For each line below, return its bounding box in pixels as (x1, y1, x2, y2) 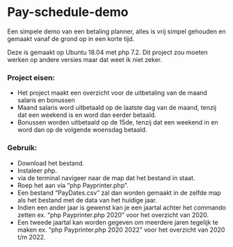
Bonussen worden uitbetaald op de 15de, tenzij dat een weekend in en (17, 118, 218, 127)
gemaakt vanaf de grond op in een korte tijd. (7, 34, 135, 42)
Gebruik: (7, 143, 38, 153)
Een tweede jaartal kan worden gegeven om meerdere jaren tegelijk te (17, 218, 219, 226)
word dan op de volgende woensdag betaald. (17, 126, 147, 134)
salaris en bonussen (17, 96, 75, 104)
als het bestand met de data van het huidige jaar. (17, 196, 158, 204)
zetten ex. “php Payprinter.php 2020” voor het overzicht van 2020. (17, 210, 209, 219)
